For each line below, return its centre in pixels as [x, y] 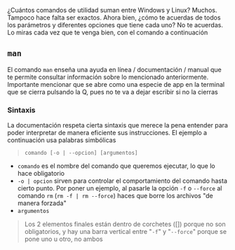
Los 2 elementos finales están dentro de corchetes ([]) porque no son [125, 224]
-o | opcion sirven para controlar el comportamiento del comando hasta [122, 181]
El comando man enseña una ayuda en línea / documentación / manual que [115, 69]
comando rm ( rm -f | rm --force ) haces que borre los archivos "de [115, 196]
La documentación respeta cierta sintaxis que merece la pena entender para [117, 125]
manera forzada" [42, 203]
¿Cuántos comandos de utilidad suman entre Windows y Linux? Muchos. [112, 10]
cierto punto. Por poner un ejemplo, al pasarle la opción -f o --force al [120, 188]
